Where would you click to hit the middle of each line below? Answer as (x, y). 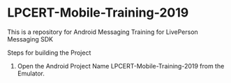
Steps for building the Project (49, 53)
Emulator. (31, 73)
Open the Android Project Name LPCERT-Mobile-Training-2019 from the (121, 66)
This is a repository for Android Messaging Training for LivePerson (103, 32)
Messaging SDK (30, 39)
